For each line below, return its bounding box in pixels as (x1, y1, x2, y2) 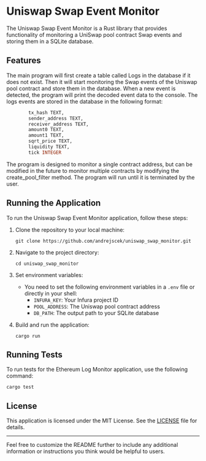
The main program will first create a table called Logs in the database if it (6, 72, 191, 79)
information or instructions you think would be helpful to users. (6, 448, 166, 455)
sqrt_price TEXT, (28, 138, 72, 145)
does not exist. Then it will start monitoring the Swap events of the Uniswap (6, 78, 197, 85)
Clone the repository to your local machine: (15, 226, 124, 234)
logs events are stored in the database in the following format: (6, 97, 163, 105)
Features (6, 55, 41, 66)
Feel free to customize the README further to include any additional (6, 441, 178, 449)
